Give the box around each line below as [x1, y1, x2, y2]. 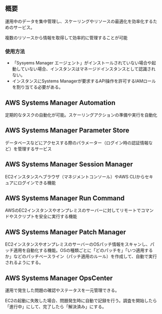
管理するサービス [17, 146, 52, 152]
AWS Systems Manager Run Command [5, 194, 125, 202]
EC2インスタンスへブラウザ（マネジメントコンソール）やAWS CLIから [5, 173, 145, 179]
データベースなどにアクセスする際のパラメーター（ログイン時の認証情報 [5, 140, 149, 145]
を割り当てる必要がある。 [12, 84, 63, 90]
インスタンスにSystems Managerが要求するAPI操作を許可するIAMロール [12, 78, 156, 84]
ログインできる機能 [17, 180, 56, 186]
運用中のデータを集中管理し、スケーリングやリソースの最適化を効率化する [5, 18, 153, 24]
